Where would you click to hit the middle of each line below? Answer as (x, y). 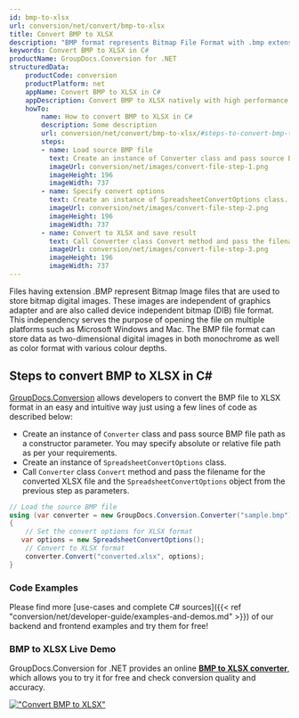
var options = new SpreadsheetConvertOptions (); (113, 540)
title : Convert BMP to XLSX (61, 34)
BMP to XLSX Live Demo (63, 649)
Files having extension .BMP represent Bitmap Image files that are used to (145, 291)
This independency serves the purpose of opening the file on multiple (137, 319)
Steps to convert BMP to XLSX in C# (111, 376)
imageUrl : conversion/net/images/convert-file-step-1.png (158, 167)
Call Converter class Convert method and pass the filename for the (144, 471)
